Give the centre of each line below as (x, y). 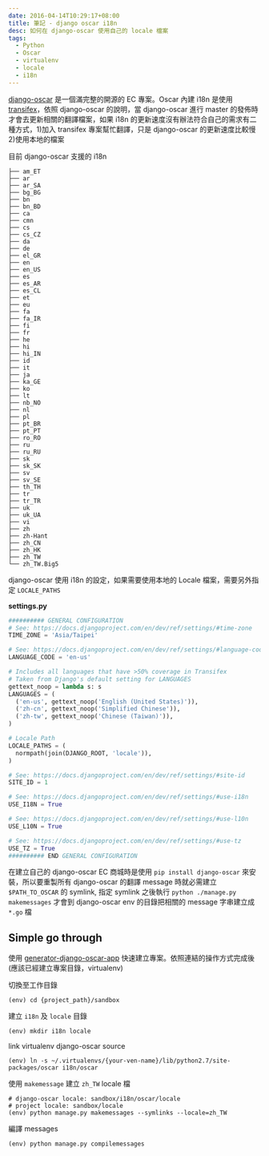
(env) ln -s (28, 1061)
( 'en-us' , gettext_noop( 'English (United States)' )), (107, 702)
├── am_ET (25, 171)
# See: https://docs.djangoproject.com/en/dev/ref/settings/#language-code (137, 650)
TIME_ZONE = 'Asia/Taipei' (53, 635)
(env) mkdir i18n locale (50, 1031)
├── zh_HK (25, 550)
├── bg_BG (25, 192)
